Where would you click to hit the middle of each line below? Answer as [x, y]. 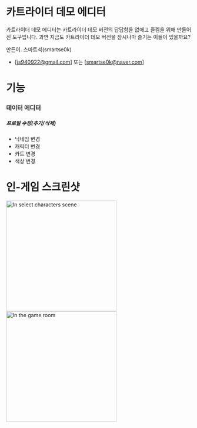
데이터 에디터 [24, 108]
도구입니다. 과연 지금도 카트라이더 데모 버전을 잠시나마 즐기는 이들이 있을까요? [101, 37]
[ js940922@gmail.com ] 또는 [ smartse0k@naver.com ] [79, 62]
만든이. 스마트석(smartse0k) [39, 49]
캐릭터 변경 [27, 146]
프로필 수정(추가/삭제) [31, 123]
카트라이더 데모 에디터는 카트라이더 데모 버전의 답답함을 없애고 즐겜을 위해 [91, 29]
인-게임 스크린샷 [43, 187]
